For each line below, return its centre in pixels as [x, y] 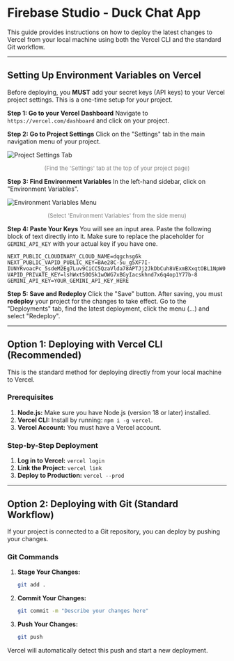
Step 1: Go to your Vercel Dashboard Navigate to [78, 113]
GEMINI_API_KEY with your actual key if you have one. [83, 243]
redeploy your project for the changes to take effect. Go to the [97, 301]
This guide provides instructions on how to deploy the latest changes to [110, 32]
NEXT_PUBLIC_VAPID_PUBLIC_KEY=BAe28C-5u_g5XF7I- [79, 263]
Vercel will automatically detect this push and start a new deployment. [108, 650]
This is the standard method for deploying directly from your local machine [114, 372]
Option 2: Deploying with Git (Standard [93, 504]
